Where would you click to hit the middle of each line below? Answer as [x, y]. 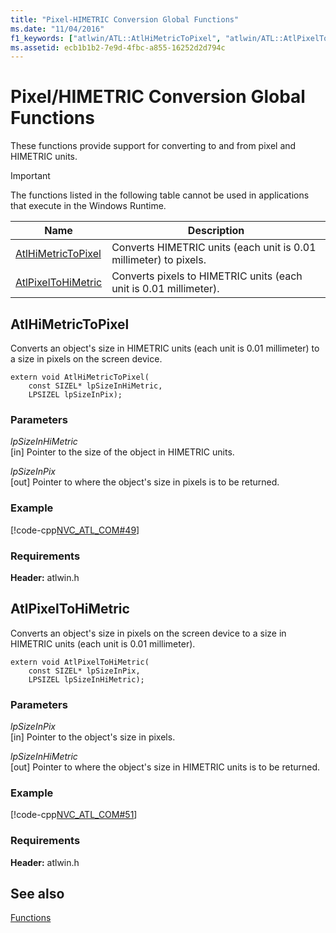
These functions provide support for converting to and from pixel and [153, 146]
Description [216, 231]
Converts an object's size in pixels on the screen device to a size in [148, 633]
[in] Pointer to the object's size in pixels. [93, 737]
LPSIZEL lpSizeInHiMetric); [86, 679]
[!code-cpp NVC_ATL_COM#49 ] [75, 530]
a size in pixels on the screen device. [86, 359]
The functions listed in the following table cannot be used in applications [160, 195]
